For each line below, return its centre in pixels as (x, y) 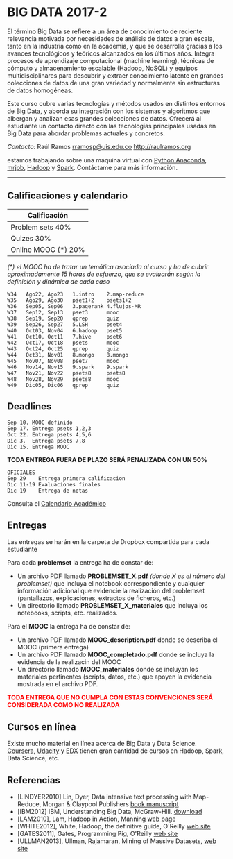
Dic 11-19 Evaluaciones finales (54, 484)
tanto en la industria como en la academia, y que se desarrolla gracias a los (115, 46)
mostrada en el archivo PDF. (58, 684)
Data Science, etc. (33, 758)
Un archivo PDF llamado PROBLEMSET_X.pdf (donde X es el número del (121, 576)
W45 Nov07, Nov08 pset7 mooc (63, 361)
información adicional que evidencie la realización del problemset (111, 591)
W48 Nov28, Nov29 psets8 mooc (63, 379)
